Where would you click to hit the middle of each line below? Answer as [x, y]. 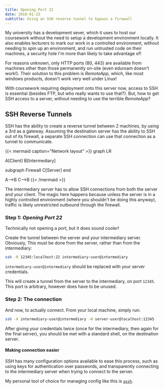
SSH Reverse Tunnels [38, 114]
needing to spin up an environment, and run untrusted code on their [73, 48]
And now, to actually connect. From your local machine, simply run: [73, 310]
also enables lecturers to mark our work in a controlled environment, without [82, 43]
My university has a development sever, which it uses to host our [70, 33]
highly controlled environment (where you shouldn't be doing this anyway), [81, 200]
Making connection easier [32, 350]
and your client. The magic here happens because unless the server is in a [80, 194]
